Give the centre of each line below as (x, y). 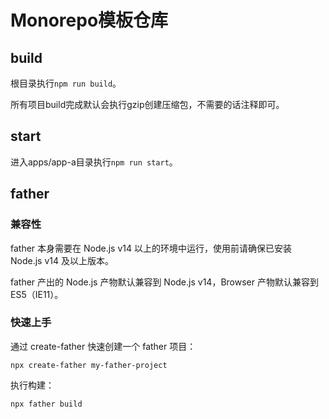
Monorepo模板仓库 (89, 20)
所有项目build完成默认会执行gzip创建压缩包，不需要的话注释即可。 (147, 104)
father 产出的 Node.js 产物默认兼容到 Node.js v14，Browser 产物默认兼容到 (164, 282)
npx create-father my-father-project (89, 365)
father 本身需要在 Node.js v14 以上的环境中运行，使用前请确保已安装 (151, 248)
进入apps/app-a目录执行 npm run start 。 (94, 162)
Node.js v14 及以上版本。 (62, 260)
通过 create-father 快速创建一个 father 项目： (103, 346)
